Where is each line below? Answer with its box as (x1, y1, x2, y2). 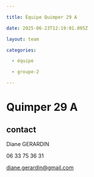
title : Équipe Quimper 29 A (6, 14, 78, 20)
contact (6, 124, 36, 135)
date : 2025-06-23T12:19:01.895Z (6, 25, 88, 31)
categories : (6, 47, 36, 53)
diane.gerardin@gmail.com (6, 164, 74, 171)
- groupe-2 (12, 69, 39, 75)
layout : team (6, 36, 39, 42)
